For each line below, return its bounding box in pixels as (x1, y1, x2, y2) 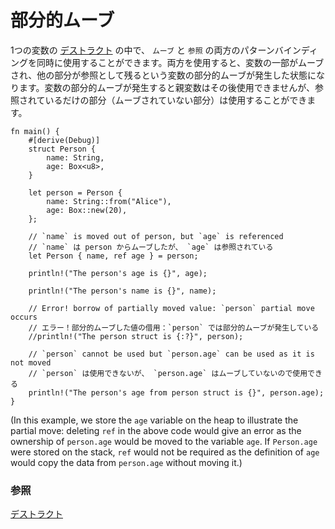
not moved (10, 357, 52, 368)
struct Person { (28, 144, 97, 154)
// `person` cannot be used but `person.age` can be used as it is (28, 349, 315, 359)
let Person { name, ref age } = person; (28, 251, 199, 261)
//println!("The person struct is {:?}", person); (28, 331, 244, 341)
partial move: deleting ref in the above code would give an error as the (10, 424, 302, 436)
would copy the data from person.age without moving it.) (10, 456, 243, 468)
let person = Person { (28, 187, 123, 198)
